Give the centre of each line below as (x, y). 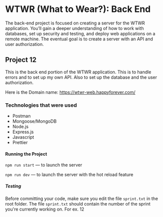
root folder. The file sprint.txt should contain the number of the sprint (78, 204)
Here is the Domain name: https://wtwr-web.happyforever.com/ (70, 92)
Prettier (20, 143)
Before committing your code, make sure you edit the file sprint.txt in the (82, 199)
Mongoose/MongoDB (34, 121)
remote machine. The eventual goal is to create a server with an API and (79, 39)
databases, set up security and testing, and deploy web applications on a (80, 33)
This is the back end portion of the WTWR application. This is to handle (78, 72)
